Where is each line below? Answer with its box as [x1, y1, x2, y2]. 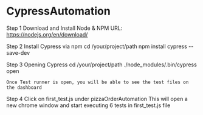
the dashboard [6, 84, 43, 91]
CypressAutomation [6, 4, 111, 18]
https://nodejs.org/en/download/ [6, 30, 88, 38]
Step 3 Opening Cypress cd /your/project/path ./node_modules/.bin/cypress [6, 61, 198, 68]
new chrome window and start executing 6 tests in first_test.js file [6, 102, 171, 109]
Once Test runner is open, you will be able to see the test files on [6, 79, 189, 85]
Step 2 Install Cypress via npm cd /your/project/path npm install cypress [6, 43, 187, 50]
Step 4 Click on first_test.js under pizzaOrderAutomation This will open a [6, 95, 188, 102]
